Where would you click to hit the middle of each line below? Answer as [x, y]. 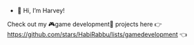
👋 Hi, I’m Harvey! [41, 11]
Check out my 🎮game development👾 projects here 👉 [85, 24]
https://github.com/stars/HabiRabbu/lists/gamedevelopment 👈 [97, 34]
